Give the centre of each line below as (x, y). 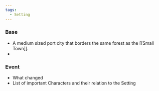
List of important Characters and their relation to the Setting (74, 83)
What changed (28, 78)
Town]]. (20, 48)
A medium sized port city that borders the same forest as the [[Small (83, 43)
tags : (11, 10)
